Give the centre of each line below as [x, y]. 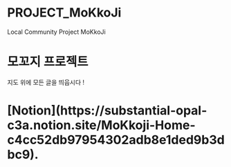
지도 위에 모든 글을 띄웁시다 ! [46, 82]
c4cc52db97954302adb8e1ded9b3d [116, 140]
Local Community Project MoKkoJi [56, 32]
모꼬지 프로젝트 [48, 62]
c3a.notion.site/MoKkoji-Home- [101, 125]
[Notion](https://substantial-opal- [107, 111]
